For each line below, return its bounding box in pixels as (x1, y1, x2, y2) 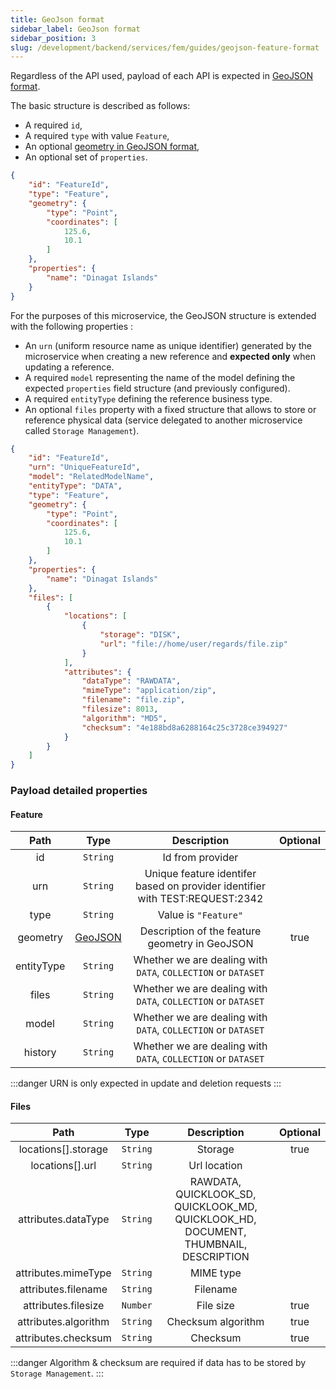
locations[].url (30, 1159, 97, 1173)
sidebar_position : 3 (10, 33, 97, 43)
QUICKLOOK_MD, (173, 1200, 258, 1214)
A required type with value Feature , (24, 130, 170, 142)
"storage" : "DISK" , (99, 630, 182, 640)
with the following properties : (10, 320, 134, 332)
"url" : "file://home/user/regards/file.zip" (99, 639, 288, 649)
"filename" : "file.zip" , (81, 695, 186, 705)
